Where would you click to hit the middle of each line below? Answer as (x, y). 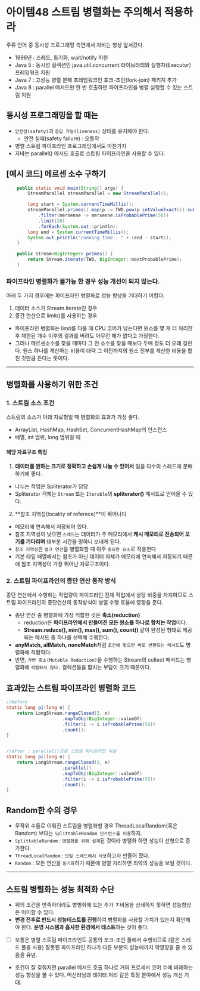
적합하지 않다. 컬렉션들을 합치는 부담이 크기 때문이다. (91, 667)
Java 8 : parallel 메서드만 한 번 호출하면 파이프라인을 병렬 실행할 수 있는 (99, 87)
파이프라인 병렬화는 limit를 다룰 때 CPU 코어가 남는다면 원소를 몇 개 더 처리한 (104, 328)
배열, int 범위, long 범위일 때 (48, 437)
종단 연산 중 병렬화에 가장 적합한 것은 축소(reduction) (77, 615)
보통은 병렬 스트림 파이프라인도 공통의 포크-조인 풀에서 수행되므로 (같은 (97, 940)
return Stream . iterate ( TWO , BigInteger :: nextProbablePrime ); (105, 260)
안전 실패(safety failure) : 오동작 (61, 138)
